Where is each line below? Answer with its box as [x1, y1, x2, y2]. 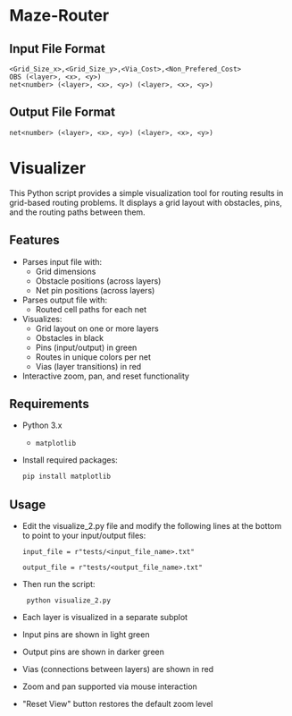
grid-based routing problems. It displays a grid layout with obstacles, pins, [9, 197, 283, 208]
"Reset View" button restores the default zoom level [21, 699, 213, 710]
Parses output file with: [21, 294, 108, 305]
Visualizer [9, 158, 87, 178]
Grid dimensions [35, 266, 96, 277]
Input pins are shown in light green [21, 629, 150, 640]
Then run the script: [21, 579, 96, 590]
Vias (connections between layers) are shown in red [21, 664, 214, 675]
